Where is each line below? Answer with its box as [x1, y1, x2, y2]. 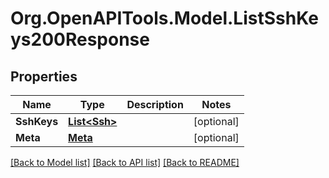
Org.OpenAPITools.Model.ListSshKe [10, 7, 319, 30]
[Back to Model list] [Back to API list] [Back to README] [10, 157, 240, 168]
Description [126, 98, 184, 111]
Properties [10, 68, 78, 85]
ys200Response [10, 28, 150, 51]
